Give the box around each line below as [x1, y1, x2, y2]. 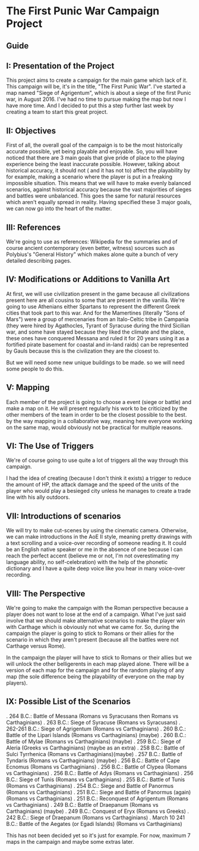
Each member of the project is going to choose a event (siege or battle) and [6, 398, 192, 405]
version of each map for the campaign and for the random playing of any [6, 667, 184, 674]
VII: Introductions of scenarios [6, 511, 121, 521]
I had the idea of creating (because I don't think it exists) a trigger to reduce [6, 474, 191, 482]
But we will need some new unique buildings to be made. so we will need [6, 359, 185, 366]
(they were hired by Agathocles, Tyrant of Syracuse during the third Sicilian [6, 322, 191, 329]
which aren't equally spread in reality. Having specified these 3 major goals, [6, 199, 192, 206]
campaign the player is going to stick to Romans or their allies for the [6, 630, 175, 637]
